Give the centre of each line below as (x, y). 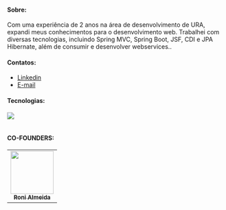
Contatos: (22, 62)
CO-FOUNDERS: (31, 138)
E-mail (26, 85)
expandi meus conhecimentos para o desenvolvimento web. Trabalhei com (113, 32)
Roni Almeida (32, 197)
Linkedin (29, 78)
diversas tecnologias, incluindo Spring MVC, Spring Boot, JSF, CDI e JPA (110, 39)
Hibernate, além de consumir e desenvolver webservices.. (89, 47)
